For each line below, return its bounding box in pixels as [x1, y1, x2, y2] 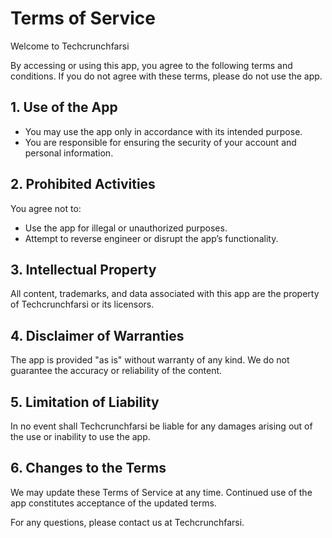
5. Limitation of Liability [10, 393, 160, 411]
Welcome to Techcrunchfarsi [10, 40, 130, 52]
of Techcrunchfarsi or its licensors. [10, 298, 155, 311]
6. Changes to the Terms [10, 460, 167, 477]
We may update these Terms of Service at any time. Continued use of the [10, 486, 313, 498]
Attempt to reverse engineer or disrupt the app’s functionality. [24, 232, 279, 244]
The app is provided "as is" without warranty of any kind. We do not [10, 354, 290, 366]
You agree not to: [10, 202, 82, 214]
